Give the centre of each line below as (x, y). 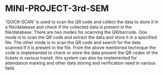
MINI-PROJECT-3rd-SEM (57, 8)
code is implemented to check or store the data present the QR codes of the (81, 52)
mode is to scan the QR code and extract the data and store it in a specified (81, 37)
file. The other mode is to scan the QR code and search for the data (73, 42)
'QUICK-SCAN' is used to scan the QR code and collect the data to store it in (82, 22)
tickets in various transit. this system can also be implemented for (71, 58)
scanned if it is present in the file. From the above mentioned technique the (81, 47)
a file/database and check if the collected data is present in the (68, 27)
